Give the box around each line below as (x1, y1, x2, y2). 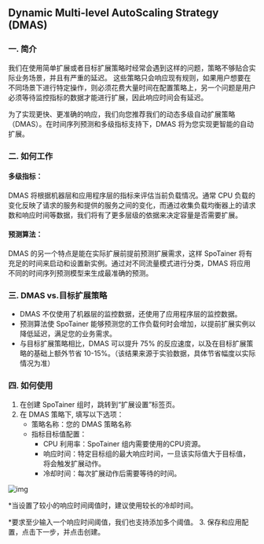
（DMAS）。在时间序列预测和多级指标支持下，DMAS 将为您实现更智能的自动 (8, 119, 254, 128)
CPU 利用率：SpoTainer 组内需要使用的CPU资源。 (42, 439, 206, 448)
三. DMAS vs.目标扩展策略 (8, 290, 108, 301)
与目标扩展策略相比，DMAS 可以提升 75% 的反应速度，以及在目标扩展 (19, 339, 247, 349)
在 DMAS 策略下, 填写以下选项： (19, 409, 124, 419)
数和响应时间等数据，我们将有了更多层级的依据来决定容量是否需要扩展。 (8, 210, 242, 220)
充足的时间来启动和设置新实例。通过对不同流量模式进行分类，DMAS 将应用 (8, 259, 251, 268)
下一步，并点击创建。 (35, 527, 104, 536)
